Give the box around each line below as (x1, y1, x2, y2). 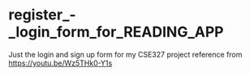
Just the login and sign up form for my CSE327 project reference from (8, 49, 243, 59)
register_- (8, 6, 76, 24)
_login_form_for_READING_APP (8, 23, 224, 41)
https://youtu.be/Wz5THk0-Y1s (8, 58, 113, 68)
